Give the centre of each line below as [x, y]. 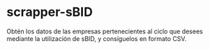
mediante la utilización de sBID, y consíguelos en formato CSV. [97, 38]
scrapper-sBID [50, 12]
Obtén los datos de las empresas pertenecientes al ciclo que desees [105, 31]
